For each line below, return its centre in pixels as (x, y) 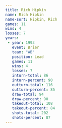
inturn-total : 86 (30, 76)
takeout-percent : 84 (34, 108)
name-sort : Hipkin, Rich (31, 19)
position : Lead (28, 57)
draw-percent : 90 (30, 99)
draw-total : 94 (28, 94)
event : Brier (25, 47)
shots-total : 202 (30, 113)
